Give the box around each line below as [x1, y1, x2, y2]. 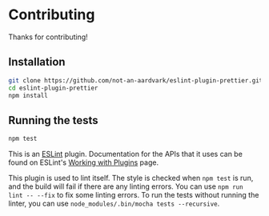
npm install [8, 91, 48, 99]
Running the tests [8, 114, 98, 127]
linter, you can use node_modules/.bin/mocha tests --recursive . [8, 198, 220, 209]
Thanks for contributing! [8, 32, 88, 42]
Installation [8, 55, 66, 69]
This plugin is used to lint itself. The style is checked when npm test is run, [8, 174, 254, 183]
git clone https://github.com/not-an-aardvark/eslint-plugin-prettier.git [8, 76, 263, 85]
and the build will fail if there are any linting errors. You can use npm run [8, 182, 243, 191]
